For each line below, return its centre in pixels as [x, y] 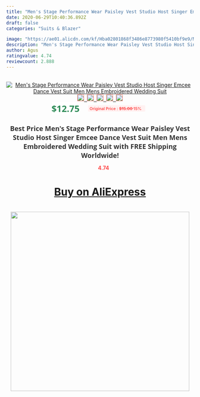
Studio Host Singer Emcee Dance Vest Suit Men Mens [100, 137]
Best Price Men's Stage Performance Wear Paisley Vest [100, 128]
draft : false [22, 23]
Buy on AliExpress [100, 192]
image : [14, 39]
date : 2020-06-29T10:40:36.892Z [46, 17]
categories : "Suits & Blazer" [44, 28]
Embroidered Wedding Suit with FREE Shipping [100, 146]
